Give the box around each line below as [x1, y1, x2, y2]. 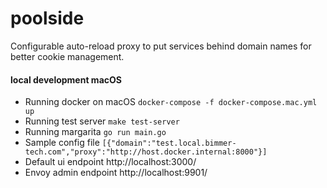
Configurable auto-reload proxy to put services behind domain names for [10, 40, 312, 52]
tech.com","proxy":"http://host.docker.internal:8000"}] [24, 147, 268, 157]
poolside [10, 7, 85, 30]
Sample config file [24, 137, 100, 149]
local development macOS [10, 73, 122, 86]
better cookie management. [10, 50, 125, 62]
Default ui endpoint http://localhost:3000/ [24, 156, 197, 168]
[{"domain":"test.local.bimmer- [101, 138, 237, 149]
